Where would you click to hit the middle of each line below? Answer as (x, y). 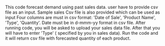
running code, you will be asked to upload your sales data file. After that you (83, 28)
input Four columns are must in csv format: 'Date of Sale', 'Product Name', (81, 17)
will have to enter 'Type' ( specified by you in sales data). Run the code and (82, 33)
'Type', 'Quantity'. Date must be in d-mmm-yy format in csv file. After (75, 23)
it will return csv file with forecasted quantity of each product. (68, 38)
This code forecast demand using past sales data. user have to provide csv (82, 7)
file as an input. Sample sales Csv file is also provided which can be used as (82, 12)
